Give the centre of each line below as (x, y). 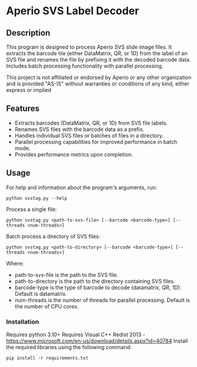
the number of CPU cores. (46, 306)
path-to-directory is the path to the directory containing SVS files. (95, 281)
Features (23, 109)
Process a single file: (32, 209)
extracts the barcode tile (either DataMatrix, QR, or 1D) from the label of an (97, 53)
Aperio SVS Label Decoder (73, 11)
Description (28, 33)
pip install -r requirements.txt (47, 358)
